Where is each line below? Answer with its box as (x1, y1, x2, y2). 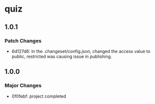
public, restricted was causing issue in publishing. (11, 53, 112, 59)
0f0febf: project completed (11, 93, 66, 99)
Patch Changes (4, 37, 42, 44)
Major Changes (4, 82, 42, 89)
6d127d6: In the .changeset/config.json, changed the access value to (11, 48, 151, 54)
